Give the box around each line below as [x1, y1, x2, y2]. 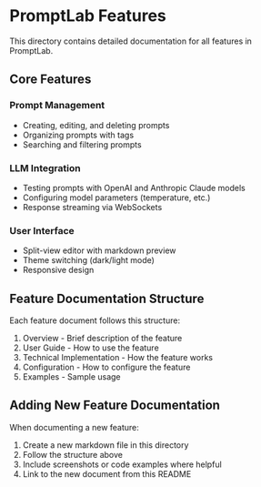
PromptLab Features [9, 5, 166, 26]
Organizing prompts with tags [22, 129, 135, 140]
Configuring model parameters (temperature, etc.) [22, 192, 211, 203]
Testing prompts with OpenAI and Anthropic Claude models [22, 182, 246, 193]
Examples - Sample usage [22, 371, 121, 382]
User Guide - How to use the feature [22, 342, 159, 353]
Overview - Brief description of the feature [22, 333, 183, 344]
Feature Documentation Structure [9, 290, 205, 306]
